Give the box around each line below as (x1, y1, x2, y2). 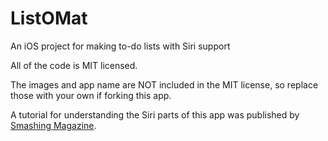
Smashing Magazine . (10, 119, 97, 131)
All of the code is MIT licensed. (10, 59, 138, 71)
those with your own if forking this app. (10, 89, 172, 101)
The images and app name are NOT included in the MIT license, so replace (10, 78, 319, 91)
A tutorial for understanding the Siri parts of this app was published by (10, 108, 300, 121)
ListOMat (10, 7, 88, 30)
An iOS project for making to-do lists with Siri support (10, 40, 231, 52)
